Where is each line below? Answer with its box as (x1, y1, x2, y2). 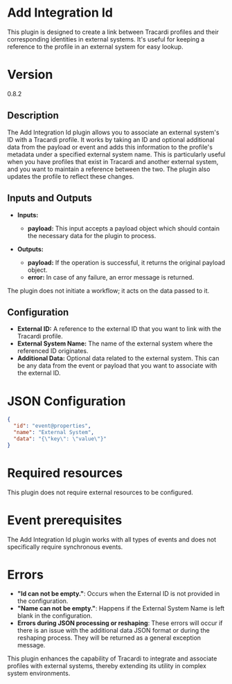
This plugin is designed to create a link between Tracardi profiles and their (7, 28, 220, 36)
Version (7, 67, 53, 82)
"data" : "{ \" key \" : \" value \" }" (13, 435, 107, 442)
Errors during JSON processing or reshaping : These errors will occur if (17, 619, 223, 627)
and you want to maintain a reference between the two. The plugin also (7, 165, 211, 173)
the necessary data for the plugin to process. (27, 231, 157, 240)
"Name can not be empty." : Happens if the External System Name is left (17, 604, 225, 613)
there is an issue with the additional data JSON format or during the (17, 627, 210, 635)
